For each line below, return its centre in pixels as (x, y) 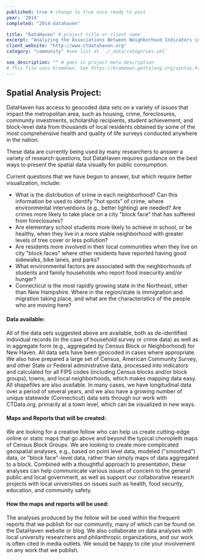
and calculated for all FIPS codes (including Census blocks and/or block (97, 372)
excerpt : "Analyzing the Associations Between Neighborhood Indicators (99, 40)
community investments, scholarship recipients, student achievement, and (100, 120)
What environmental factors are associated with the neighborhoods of (103, 266)
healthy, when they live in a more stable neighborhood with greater (99, 234)
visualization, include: (34, 183)
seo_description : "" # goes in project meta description (80, 62)
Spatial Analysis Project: (54, 93)
